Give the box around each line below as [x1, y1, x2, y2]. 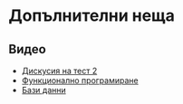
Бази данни [21, 85, 67, 95]
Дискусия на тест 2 [21, 65, 98, 76]
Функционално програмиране [21, 75, 139, 86]
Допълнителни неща [8, 5, 176, 26]
